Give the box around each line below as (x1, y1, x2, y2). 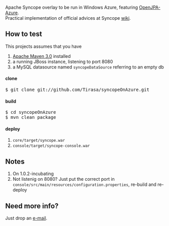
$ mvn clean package (5, 114, 57, 120)
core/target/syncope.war (12, 138, 65, 143)
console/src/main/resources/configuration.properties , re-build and (12, 181, 157, 187)
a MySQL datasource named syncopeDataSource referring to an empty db (12, 63, 164, 70)
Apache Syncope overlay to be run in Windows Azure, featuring (5, 5, 138, 10)
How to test (5, 30, 42, 39)
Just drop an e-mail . (5, 215, 48, 221)
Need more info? (5, 202, 59, 210)
